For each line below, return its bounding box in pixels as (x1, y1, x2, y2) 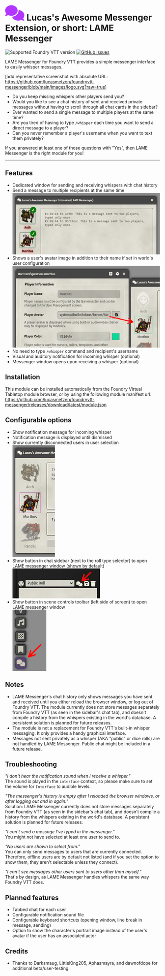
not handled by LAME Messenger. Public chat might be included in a (12, 741, 151, 747)
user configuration (12, 260, 50, 266)
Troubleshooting (5, 760, 57, 768)
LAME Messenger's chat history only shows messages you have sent (12, 693, 153, 699)
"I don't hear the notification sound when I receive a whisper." (5, 773, 131, 779)
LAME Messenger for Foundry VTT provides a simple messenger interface (5, 59, 156, 64)
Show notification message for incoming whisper (12, 429, 111, 435)
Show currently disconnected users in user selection (12, 440, 119, 445)
